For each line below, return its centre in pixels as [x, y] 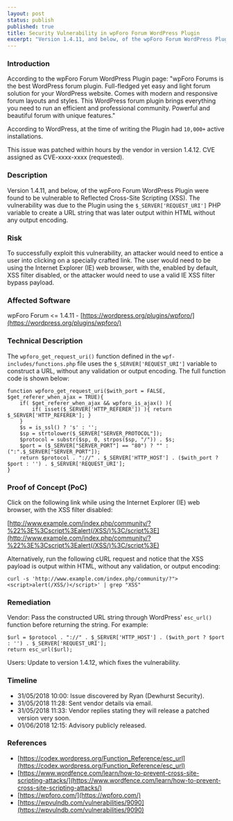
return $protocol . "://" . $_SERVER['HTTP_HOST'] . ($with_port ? [119, 458]
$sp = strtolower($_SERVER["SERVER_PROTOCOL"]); [91, 433]
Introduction [28, 64]
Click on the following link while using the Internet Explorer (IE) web [104, 502]
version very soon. [44, 718]
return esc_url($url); [40, 650]
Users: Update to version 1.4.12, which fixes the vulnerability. [94, 663]
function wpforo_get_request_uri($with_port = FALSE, [87, 391]
